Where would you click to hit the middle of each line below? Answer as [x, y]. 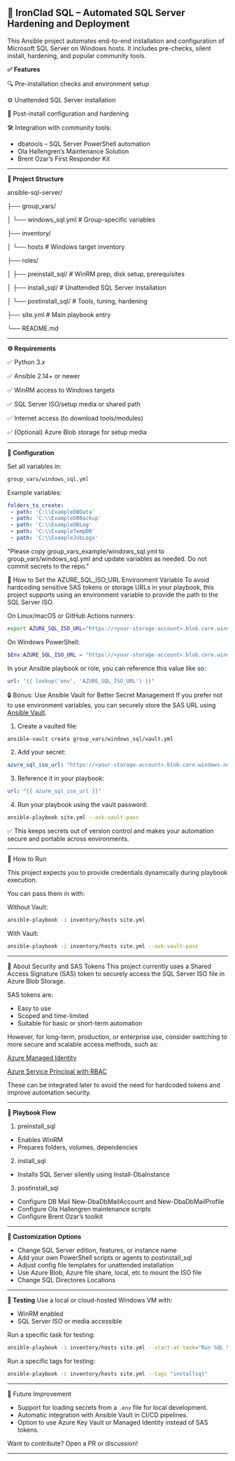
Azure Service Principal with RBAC [57, 1071]
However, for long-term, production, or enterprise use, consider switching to [117, 1037]
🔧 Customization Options [44, 1236]
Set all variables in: [34, 466]
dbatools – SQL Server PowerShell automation [84, 144]
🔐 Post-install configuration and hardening [68, 114]
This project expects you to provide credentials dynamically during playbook [117, 873]
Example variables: [35, 492]
